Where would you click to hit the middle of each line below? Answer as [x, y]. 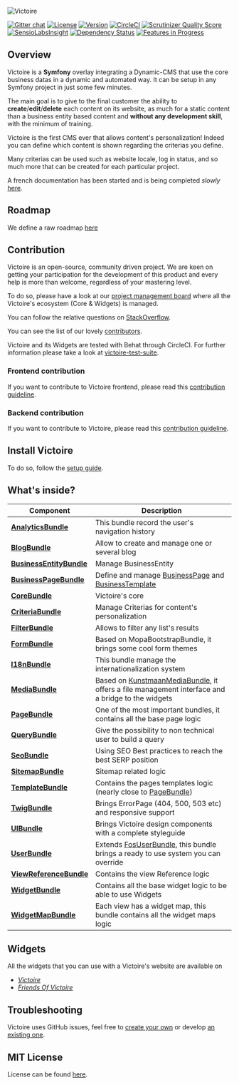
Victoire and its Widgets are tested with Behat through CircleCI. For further [117, 345]
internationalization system [140, 668]
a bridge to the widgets [134, 698]
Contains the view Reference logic [152, 874]
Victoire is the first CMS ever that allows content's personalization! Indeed [116, 137]
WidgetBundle [36, 890]
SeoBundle [30, 755]
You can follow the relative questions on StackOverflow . [89, 317]
